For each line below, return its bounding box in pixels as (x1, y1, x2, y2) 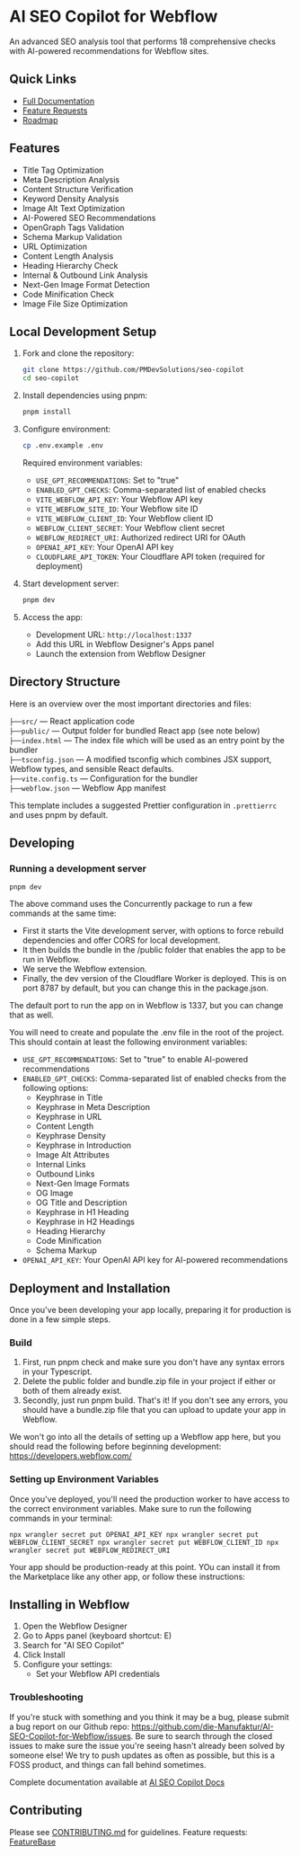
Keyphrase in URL (35, 1112, 102, 1123)
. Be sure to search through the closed (130, 1730, 273, 1741)
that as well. (9, 1009, 54, 1021)
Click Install (22, 1649, 66, 1660)
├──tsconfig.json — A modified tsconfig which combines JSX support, (9, 753, 272, 765)
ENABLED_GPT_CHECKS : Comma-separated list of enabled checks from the (22, 1073, 287, 1084)
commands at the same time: (9, 908, 117, 919)
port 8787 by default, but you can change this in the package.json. (22, 982, 269, 994)
